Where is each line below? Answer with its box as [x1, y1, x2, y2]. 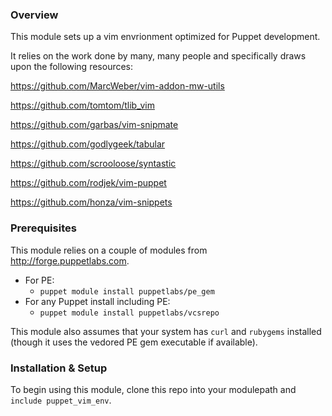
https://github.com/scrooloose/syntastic [10, 158, 177, 170]
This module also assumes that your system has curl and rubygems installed [10, 325, 322, 337]
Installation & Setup [10, 361, 108, 375]
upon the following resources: [10, 61, 134, 73]
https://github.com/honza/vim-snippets [10, 196, 173, 208]
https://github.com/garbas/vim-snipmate [10, 119, 179, 131]
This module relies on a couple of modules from [10, 244, 208, 256]
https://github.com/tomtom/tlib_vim [10, 99, 155, 112]
